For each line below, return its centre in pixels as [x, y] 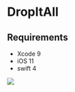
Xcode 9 [29, 54]
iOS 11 [25, 61]
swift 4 [27, 68]
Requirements [37, 37]
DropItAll [33, 12]
